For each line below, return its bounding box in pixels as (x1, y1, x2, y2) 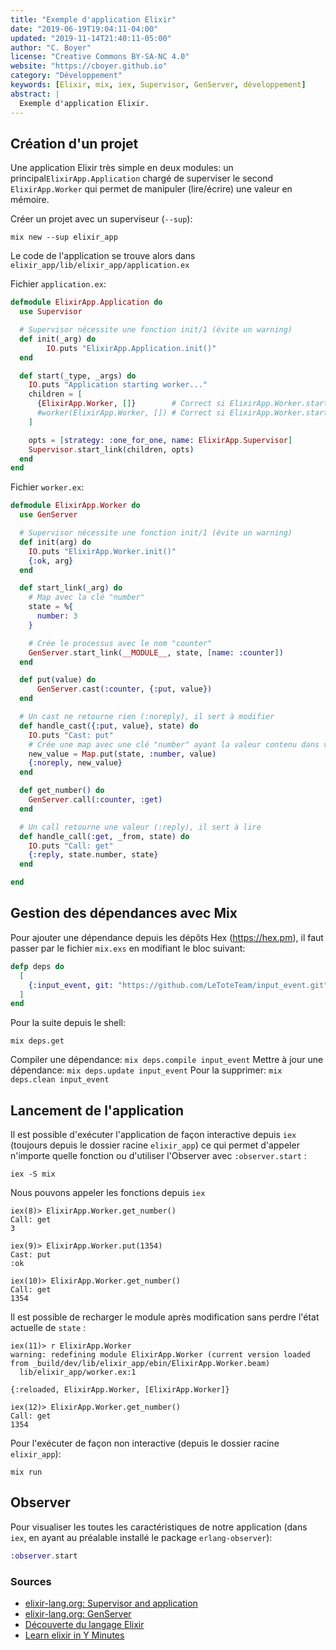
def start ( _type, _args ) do (19, 371, 137, 381)
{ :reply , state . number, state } (28, 850, 159, 860)
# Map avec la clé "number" (28, 592, 145, 603)
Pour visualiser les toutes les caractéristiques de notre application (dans (10, 1521, 308, 1533)
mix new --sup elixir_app (10, 232, 118, 243)
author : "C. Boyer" (10, 42, 92, 53)
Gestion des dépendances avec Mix (10, 905, 238, 922)
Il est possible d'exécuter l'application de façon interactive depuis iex (10, 1129, 297, 1141)
